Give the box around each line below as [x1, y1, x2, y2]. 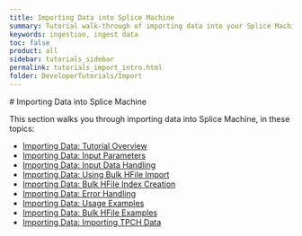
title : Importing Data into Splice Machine [9, 13, 175, 22]
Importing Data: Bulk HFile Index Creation [22, 179, 176, 189]
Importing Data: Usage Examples [22, 197, 145, 208]
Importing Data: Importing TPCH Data [22, 216, 162, 227]
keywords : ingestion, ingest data [9, 30, 139, 39]
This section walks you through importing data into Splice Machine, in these [9, 113, 290, 124]
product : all [9, 47, 58, 56]
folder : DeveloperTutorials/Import [9, 72, 143, 81]
